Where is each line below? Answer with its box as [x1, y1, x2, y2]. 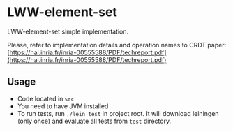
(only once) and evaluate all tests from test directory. [17, 117, 172, 125]
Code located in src [17, 94, 75, 103]
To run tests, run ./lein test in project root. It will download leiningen [17, 109, 219, 117]
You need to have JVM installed [17, 102, 109, 110]
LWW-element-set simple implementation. [7, 27, 129, 36]
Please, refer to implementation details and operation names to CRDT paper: [7, 41, 227, 49]
